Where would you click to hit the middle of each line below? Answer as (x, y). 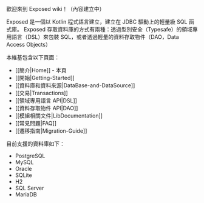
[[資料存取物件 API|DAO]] (46, 108)
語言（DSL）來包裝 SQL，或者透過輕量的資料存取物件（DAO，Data (95, 37)
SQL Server (29, 188)
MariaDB (26, 195)
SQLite (23, 175)
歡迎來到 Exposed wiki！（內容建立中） (56, 9)
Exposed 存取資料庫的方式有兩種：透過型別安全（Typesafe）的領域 (108, 29)
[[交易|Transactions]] (41, 93)
